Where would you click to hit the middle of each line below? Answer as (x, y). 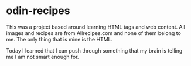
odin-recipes (38, 11)
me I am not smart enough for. (42, 57)
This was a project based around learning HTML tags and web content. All (96, 27)
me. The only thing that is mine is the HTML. (59, 39)
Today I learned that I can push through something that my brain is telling (94, 50)
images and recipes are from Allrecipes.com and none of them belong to (94, 33)
